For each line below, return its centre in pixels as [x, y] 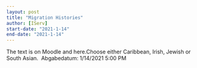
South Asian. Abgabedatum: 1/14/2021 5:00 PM [66, 58]
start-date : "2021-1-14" [38, 29]
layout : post [23, 12]
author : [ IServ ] [27, 23]
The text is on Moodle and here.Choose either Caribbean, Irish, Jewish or [98, 52]
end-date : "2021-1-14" [35, 35]
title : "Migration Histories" [45, 18]
